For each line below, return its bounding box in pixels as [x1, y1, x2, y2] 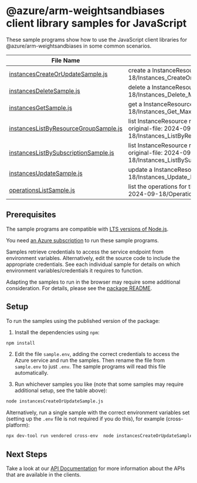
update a [128, 165, 152, 174]
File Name [51, 56, 80, 64]
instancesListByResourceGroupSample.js [9, 124, 123, 132]
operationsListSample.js [9, 186, 75, 194]
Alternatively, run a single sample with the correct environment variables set [6, 409, 190, 416]
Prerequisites [6, 210, 56, 220]
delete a [128, 83, 151, 91]
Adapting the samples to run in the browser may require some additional [6, 278, 181, 285]
